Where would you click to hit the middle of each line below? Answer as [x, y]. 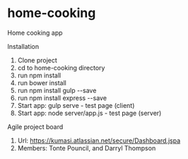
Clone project [37, 60]
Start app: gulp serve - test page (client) [76, 105]
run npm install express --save [62, 98]
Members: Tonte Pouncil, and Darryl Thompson [87, 148]
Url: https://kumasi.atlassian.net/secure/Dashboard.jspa [99, 141]
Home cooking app [35, 33]
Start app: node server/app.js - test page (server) [89, 113]
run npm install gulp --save [57, 90]
